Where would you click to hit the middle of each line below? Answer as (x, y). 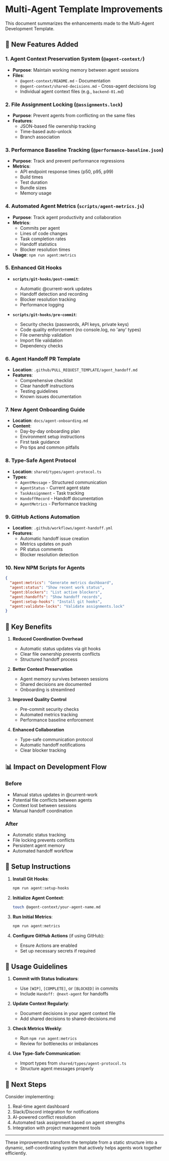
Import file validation (41, 340)
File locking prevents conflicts (44, 840)
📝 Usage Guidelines (36, 966)
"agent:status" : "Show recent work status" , (57, 588)
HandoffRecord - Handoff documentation (62, 498)
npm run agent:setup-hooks (41, 888)
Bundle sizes (33, 188)
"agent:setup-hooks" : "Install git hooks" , (56, 602)
